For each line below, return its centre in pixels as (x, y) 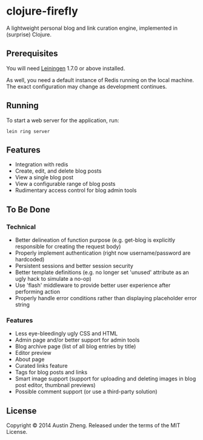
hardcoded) (30, 260)
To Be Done (28, 209)
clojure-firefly (42, 11)
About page (30, 359)
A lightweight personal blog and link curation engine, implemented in (92, 28)
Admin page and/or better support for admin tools (77, 340)
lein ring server (28, 131)
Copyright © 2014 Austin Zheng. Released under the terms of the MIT (93, 425)
